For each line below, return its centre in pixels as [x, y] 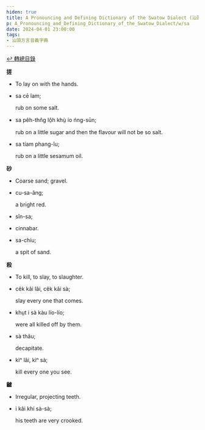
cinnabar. [27, 228]
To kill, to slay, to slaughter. [49, 277]
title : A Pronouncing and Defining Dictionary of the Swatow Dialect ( [99, 18]
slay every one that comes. [49, 300]
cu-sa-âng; [29, 193]
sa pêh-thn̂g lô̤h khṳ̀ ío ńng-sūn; [56, 120]
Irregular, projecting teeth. [48, 397]
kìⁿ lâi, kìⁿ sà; [31, 360]
